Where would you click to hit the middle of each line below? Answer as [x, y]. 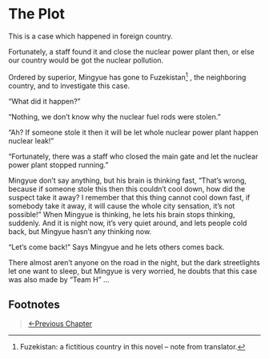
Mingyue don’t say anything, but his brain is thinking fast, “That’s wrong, [127, 180]
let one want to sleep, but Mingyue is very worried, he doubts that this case [133, 271]
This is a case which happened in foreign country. [91, 36]
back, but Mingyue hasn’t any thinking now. [80, 231]
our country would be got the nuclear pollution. [86, 60]
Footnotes [34, 304]
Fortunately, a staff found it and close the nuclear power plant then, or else [131, 51]
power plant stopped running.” [58, 164]
